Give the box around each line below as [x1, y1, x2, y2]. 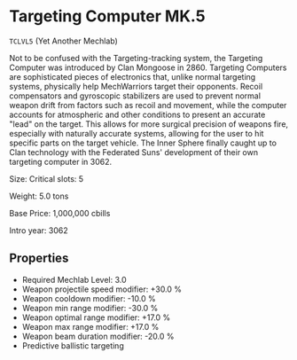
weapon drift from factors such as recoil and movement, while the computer [9, 99, 287, 110]
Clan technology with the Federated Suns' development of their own [9, 146, 259, 157]
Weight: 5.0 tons [9, 191, 69, 201]
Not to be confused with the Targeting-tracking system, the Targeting [9, 52, 263, 63]
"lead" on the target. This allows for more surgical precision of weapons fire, [9, 118, 289, 129]
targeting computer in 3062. [9, 156, 113, 167]
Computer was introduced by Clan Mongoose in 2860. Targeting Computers [9, 62, 287, 73]
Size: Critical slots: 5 [9, 173, 84, 184]
